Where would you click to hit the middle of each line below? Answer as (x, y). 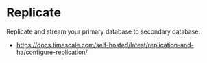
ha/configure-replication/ (52, 52)
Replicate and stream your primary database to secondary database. (103, 32)
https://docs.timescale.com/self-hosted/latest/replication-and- (105, 45)
